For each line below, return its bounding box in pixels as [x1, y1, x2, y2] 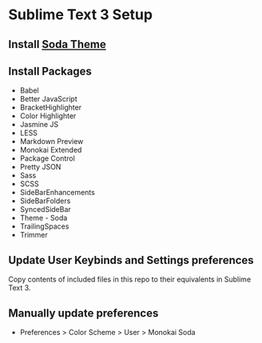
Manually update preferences [8, 306, 159, 320]
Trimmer [19, 230, 48, 240]
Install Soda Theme [8, 38, 106, 51]
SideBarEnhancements [19, 188, 96, 197]
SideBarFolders [19, 196, 71, 205]
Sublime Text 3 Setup [8, 6, 153, 24]
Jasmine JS [19, 120, 59, 130]
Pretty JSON [19, 162, 62, 172]
